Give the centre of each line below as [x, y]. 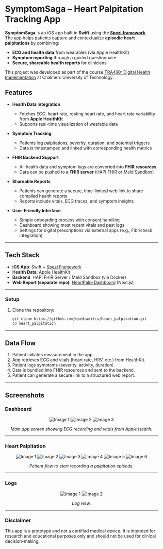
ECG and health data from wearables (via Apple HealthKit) [71, 52]
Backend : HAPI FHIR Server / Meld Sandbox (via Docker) [69, 277]
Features [19, 92]
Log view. [81, 503]
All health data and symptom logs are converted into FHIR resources [88, 166]
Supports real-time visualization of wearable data [68, 124]
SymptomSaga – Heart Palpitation [74, 9]
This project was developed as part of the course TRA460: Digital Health [78, 72]
